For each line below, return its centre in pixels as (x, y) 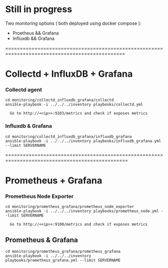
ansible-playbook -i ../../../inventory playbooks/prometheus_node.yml (82, 211)
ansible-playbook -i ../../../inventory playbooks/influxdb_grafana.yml (83, 141)
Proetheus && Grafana (36, 33)
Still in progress (39, 9)
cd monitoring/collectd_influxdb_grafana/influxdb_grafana (69, 137)
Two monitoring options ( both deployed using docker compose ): (73, 23)
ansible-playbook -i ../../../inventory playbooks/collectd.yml (74, 104)
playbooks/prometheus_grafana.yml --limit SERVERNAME (63, 260)
